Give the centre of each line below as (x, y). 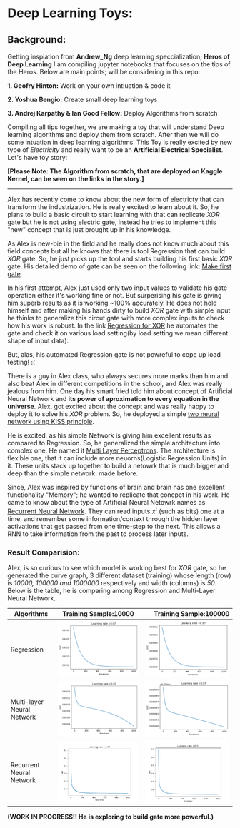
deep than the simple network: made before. (73, 473)
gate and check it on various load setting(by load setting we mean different (118, 333)
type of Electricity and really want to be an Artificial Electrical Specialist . (115, 150)
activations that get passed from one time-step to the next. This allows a (114, 526)
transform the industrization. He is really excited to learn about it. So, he (113, 207)
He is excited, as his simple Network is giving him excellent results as (109, 435)
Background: (37, 40)
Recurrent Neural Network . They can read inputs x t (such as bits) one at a (116, 510)
